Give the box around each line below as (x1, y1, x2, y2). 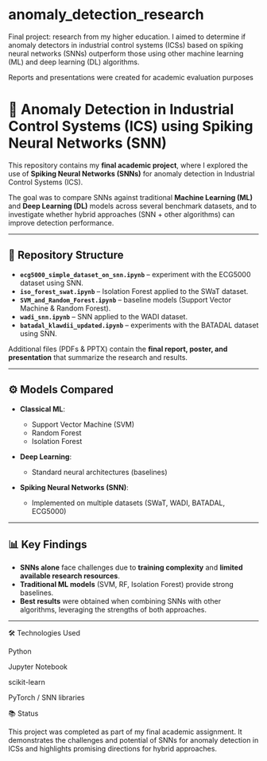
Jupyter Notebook (8, 662, 68, 672)
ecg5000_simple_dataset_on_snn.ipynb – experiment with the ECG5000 (19, 269, 251, 279)
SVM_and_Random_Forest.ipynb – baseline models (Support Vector (19, 295, 232, 304)
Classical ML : (19, 404, 66, 414)
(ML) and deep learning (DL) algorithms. (8, 57, 141, 67)
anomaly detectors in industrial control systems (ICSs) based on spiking (8, 40, 244, 49)
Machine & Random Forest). (19, 303, 111, 313)
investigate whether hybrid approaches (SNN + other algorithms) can (8, 209, 235, 219)
